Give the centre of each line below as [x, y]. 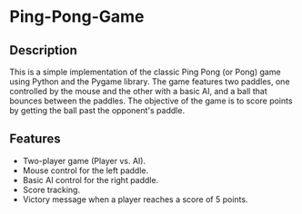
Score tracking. [51, 190]
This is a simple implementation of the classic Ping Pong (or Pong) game [145, 72]
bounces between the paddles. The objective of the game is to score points [151, 101]
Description [43, 50]
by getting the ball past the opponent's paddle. [97, 110]
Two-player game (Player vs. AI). [84, 160]
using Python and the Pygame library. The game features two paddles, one [150, 82]
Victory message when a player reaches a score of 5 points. [135, 199]
